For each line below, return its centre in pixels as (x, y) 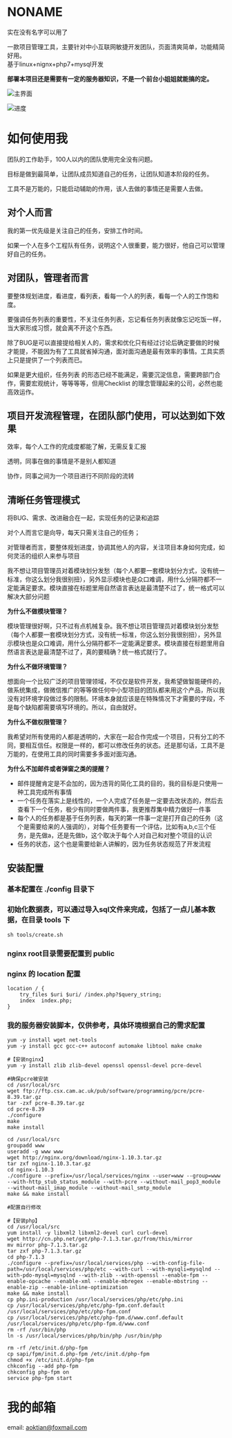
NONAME (35, 12)
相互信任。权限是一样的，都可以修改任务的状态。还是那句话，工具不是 (125, 745)
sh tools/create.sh (35, 935)
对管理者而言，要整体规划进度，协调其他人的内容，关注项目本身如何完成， (113, 547)
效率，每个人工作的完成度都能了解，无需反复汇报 (77, 446)
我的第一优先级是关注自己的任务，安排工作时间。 (77, 230)
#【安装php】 (24, 1221)
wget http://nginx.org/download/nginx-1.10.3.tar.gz (85, 1158)
